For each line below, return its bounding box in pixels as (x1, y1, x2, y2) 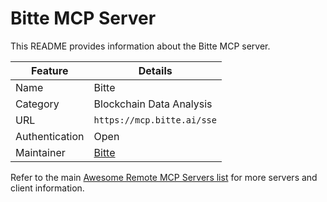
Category (15, 97, 60, 111)
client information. (10, 182, 85, 194)
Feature (31, 63, 69, 77)
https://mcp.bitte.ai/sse (93, 114, 217, 126)
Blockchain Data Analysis (93, 97, 213, 111)
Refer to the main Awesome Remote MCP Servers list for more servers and (10, 171, 318, 183)
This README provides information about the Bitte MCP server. (10, 40, 271, 52)
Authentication (15, 129, 85, 143)
